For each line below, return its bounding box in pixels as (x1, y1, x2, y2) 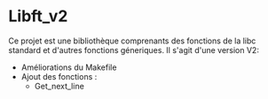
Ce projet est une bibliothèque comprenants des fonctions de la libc (8, 35, 256, 46)
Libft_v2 (8, 6, 68, 27)
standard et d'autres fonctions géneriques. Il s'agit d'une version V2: (8, 44, 259, 55)
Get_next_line (34, 80, 85, 91)
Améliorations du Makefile (20, 62, 117, 72)
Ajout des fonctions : (20, 71, 98, 81)
